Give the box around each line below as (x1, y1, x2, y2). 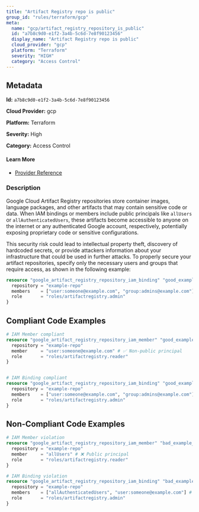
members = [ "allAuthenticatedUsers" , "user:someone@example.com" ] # (11, 489, 192, 496)
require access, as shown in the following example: (6, 266, 131, 273)
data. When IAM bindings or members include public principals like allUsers (6, 210, 192, 217)
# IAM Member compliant (6, 331, 65, 337)
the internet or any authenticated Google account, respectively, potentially (6, 222, 188, 229)
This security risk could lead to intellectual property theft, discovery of (6, 240, 178, 247)
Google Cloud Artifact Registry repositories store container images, (6, 197, 171, 204)
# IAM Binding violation (6, 473, 68, 479)
